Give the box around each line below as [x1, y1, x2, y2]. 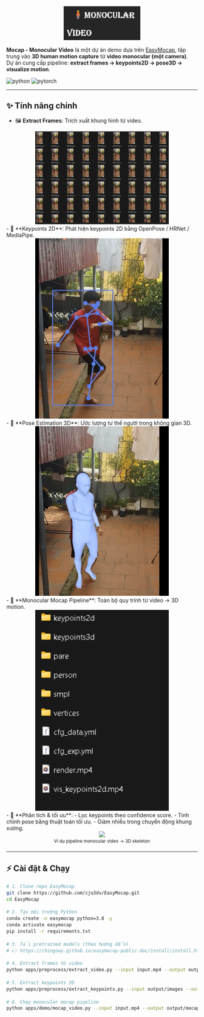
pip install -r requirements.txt [6, 928, 91, 934]
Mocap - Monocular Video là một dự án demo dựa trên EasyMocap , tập [6, 46, 186, 54]
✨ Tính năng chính [6, 100, 78, 111]
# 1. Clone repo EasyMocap [6, 883, 75, 889]
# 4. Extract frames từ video [6, 960, 83, 966]
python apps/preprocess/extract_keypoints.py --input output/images [6, 986, 183, 992]
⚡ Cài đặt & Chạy [6, 864, 70, 874]
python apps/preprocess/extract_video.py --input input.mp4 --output [6, 967, 186, 973]
